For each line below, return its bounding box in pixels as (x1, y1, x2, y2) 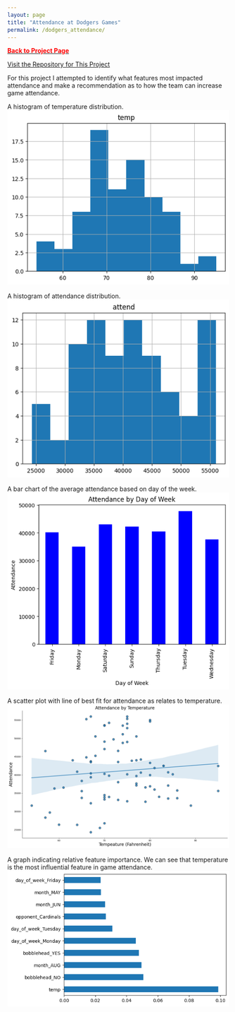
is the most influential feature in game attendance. (7, 863, 153, 871)
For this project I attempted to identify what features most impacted (7, 74, 203, 83)
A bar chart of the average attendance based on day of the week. (7, 484, 197, 494)
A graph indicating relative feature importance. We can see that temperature (7, 855, 229, 864)
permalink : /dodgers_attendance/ (7, 26, 106, 33)
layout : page (7, 11, 46, 18)
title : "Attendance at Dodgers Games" (7, 18, 121, 26)
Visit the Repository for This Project (7, 60, 110, 69)
